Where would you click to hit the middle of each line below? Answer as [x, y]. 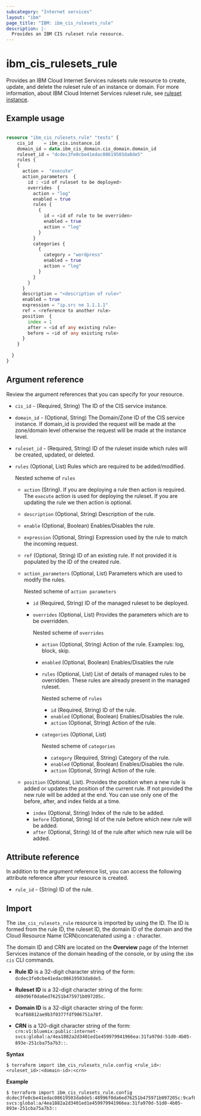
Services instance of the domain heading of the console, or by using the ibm [100, 954]
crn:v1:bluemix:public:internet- [57, 1032]
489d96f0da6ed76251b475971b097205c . [60, 996]
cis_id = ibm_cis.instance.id [59, 143]
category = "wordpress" [73, 255]
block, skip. [56, 650]
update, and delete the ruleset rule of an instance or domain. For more [93, 87]
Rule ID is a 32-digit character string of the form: [75, 972]
